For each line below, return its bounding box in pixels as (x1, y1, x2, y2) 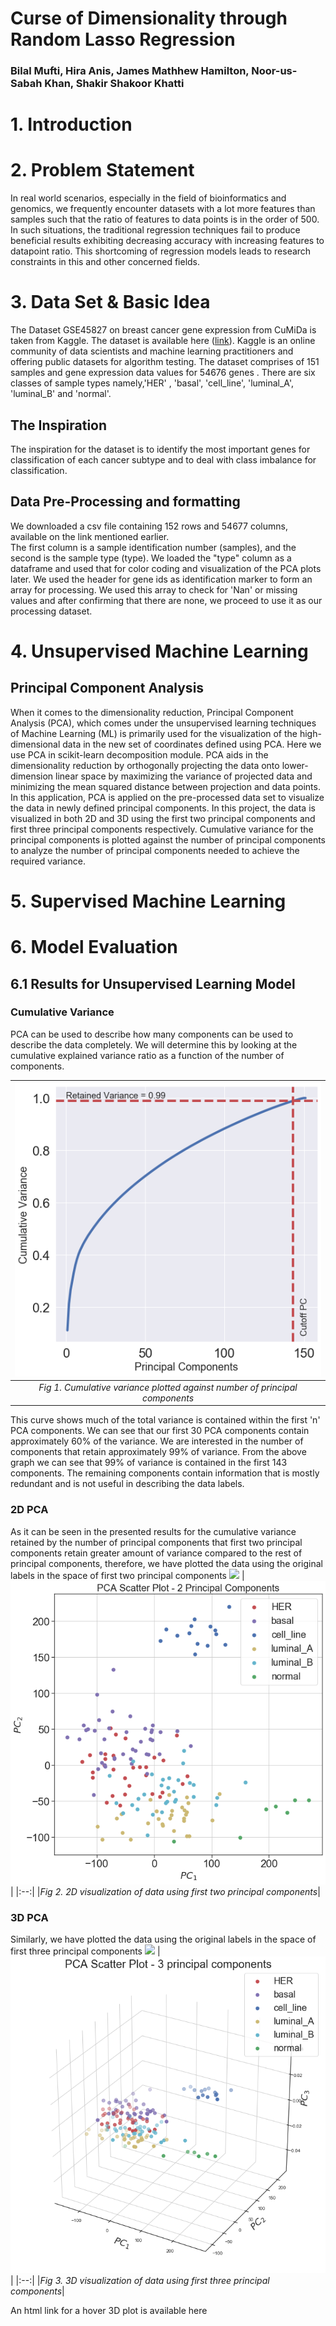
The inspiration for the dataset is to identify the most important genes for (10, 443, 311, 455)
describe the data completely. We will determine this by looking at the (10, 1038, 298, 1051)
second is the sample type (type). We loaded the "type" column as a (10, 552, 292, 564)
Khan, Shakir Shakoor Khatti (44, 77, 185, 91)
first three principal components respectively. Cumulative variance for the (10, 823, 314, 835)
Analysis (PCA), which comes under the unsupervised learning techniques (10, 717, 317, 729)
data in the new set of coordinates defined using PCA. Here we (62, 738, 322, 750)
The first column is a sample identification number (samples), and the (10, 541, 297, 553)
